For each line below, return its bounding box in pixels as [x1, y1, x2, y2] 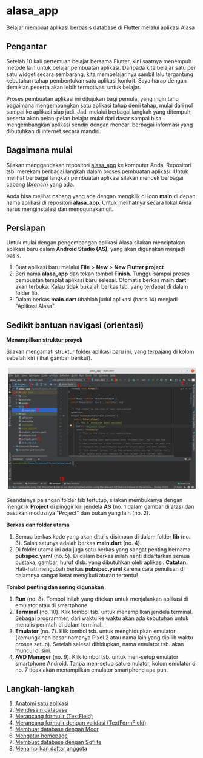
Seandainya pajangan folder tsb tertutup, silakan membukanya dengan [6, 496, 183, 503]
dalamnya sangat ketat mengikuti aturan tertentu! [15, 571, 138, 579]
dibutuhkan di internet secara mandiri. [6, 127, 102, 134]
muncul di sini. [15, 647, 52, 654]
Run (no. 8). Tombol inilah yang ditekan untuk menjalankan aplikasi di [15, 595, 188, 602]
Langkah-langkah [6, 683, 75, 694]
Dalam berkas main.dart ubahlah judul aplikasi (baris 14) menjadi [15, 296, 178, 303]
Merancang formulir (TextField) [15, 712, 93, 720]
